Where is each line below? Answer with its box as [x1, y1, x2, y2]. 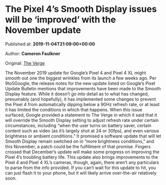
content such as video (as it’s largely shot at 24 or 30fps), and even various [5, 127, 160, 133]
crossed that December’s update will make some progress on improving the [5, 149, 160, 155]
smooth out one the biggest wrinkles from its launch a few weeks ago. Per [5, 75, 157, 81]
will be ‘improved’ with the [5, 14, 116, 25]
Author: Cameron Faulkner [5, 51, 60, 57]
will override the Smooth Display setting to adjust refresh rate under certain [5, 117, 159, 123]
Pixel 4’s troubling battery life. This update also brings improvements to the [5, 154, 159, 160]
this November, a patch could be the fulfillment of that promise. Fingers [5, 143, 151, 149]
